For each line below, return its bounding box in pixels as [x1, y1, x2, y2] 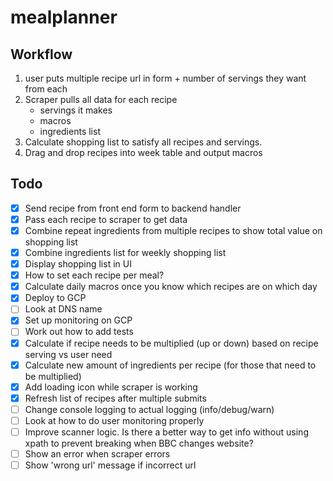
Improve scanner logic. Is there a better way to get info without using [24, 426, 309, 438]
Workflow [10, 46, 73, 63]
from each [24, 83, 68, 95]
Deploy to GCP [24, 292, 87, 304]
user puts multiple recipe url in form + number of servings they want [24, 72, 307, 84]
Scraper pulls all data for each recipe [24, 94, 178, 105]
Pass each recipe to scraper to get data [24, 213, 188, 225]
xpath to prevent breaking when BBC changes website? [24, 437, 254, 449]
